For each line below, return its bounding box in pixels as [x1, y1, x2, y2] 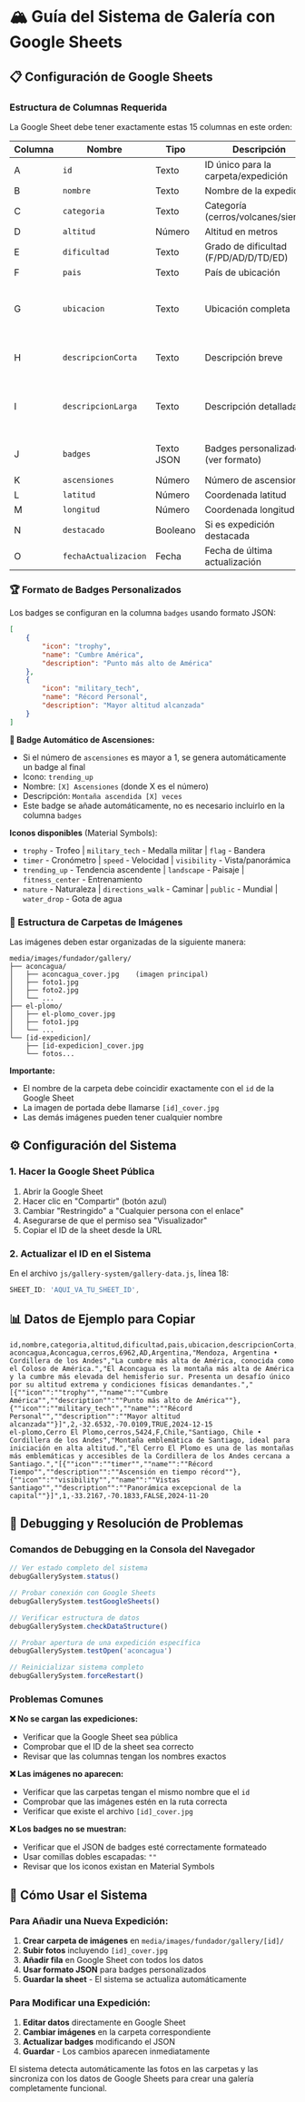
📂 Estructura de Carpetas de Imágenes [9, 915, 183, 928]
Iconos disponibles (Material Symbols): [9, 827, 158, 838]
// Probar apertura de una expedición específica [9, 1638, 202, 1647]
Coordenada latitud [204, 488, 287, 501]
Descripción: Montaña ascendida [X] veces [22, 790, 183, 801]
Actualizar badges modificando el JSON [22, 2037, 175, 2048]
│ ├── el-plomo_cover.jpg [9, 1009, 116, 1019]
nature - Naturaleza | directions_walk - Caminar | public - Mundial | [22, 883, 279, 894]
